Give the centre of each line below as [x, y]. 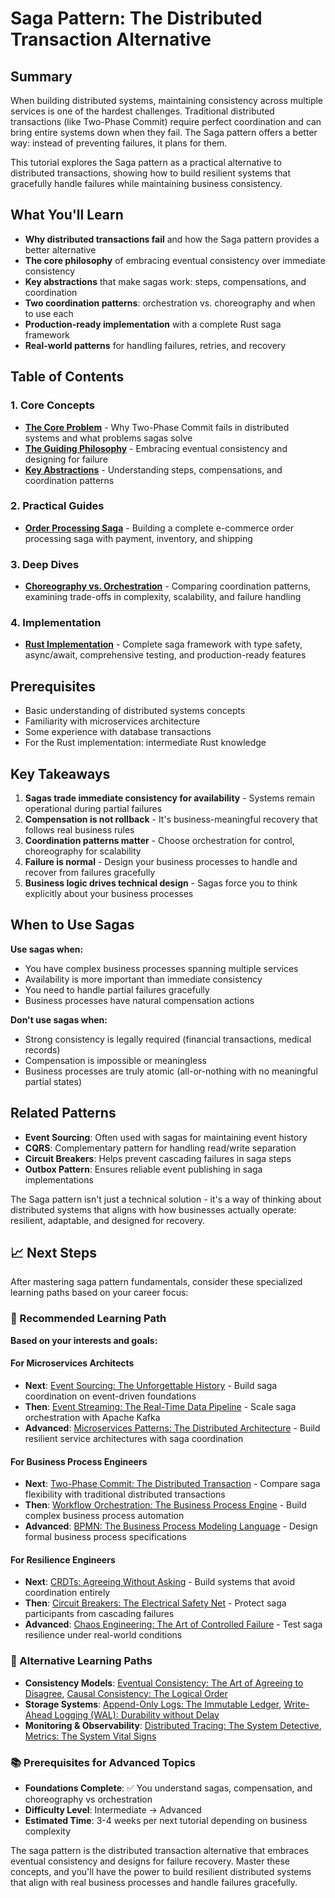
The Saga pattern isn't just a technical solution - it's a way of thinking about [166, 1199]
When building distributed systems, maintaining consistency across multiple [167, 100]
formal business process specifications [105, 1537]
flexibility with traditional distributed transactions [125, 1494]
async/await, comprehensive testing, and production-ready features [165, 655]
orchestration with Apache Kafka [92, 1417]
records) [42, 1049]
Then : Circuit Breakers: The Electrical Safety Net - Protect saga [155, 1603]
